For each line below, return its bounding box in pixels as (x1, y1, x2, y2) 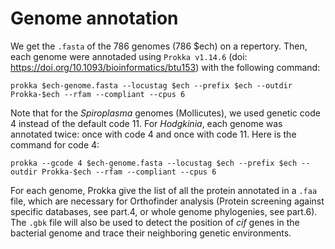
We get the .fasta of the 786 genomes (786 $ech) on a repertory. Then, (10, 40, 308, 52)
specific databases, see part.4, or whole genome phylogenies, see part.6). (10, 205, 318, 217)
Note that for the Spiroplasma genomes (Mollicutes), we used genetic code (10, 107, 321, 119)
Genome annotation (10, 7, 179, 30)
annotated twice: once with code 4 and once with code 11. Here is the (10, 128, 297, 140)
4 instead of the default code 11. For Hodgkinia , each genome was (10, 117, 283, 129)
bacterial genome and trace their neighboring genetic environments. (10, 227, 292, 239)
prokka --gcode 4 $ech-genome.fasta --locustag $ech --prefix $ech (10, 158, 298, 168)
